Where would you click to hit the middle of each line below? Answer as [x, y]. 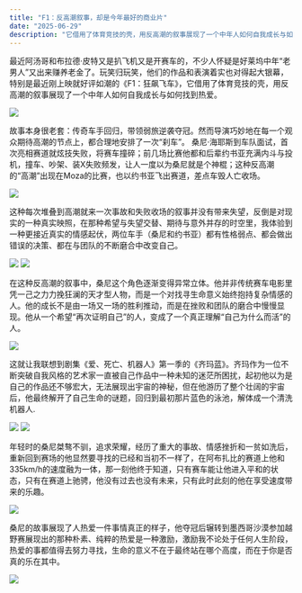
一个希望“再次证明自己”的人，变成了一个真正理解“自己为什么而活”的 [165, 317]
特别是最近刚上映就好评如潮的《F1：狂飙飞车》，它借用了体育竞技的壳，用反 [149, 84]
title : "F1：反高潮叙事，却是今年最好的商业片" [89, 18]
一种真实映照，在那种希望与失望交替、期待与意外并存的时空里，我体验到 [159, 223]
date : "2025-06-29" [46, 26]
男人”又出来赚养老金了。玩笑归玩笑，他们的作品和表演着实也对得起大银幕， [149, 72]
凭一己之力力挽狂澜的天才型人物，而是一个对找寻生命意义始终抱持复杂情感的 [151, 294]
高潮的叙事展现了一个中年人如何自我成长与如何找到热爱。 [115, 94]
